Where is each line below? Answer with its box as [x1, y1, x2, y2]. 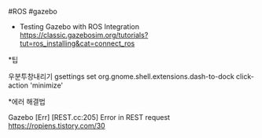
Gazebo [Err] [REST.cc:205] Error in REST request [8, 113, 171, 121]
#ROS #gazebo [8, 7, 57, 16]
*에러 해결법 [8, 97, 46, 106]
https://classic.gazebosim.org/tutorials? [19, 31, 149, 39]
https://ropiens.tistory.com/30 [8, 121, 105, 130]
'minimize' [30, 80, 64, 90]
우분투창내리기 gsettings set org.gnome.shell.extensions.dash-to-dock [8, 72, 234, 81]
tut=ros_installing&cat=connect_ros [19, 39, 135, 48]
